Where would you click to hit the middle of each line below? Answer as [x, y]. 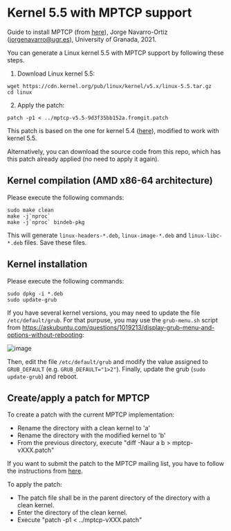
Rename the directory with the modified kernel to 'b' [91, 435]
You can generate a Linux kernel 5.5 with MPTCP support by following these [115, 53]
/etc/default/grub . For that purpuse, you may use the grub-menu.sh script [112, 320]
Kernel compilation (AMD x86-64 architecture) [110, 181]
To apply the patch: [35, 485]
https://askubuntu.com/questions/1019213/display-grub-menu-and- [118, 327]
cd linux [20, 92]
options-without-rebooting [45, 335]
